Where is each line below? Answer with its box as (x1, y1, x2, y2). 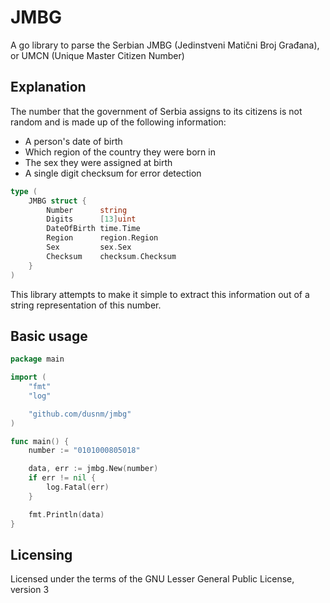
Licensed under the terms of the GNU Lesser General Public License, (10, 573, 295, 585)
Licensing (10, 546, 73, 563)
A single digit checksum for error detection (24, 167, 202, 179)
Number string (46, 205, 128, 215)
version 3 (10, 584, 50, 596)
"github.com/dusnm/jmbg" (28, 409, 132, 419)
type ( (10, 186, 38, 196)
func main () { (10, 436, 70, 446)
